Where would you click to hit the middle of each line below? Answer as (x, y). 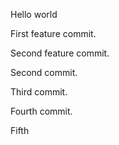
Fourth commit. (41, 111)
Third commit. (39, 92)
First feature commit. (53, 33)
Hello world (34, 14)
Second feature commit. (60, 53)
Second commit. (44, 72)
